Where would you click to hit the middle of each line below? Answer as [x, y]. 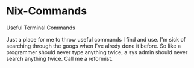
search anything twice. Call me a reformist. [60, 58]
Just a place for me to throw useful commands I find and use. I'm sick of [96, 39]
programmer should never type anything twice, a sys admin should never [97, 52]
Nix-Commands [47, 11]
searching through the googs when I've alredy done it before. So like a [94, 46]
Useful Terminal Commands [41, 28]
